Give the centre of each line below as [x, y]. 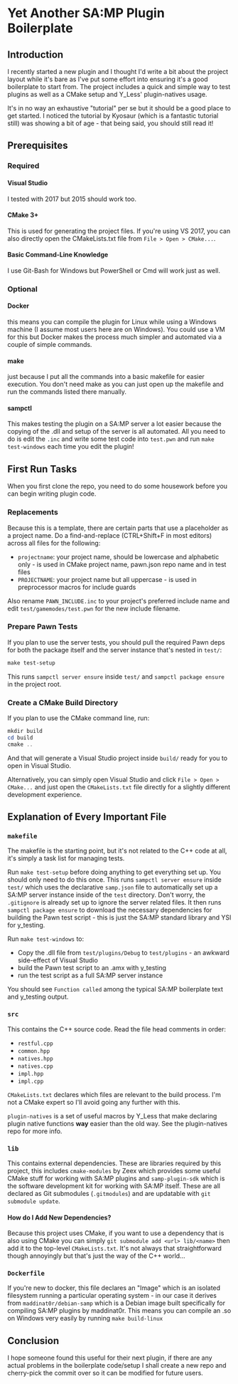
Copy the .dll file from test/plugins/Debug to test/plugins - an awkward [123, 953]
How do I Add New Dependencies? [59, 1217]
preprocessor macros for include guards [77, 587]
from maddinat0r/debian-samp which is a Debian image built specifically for [117, 1303]
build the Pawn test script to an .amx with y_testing [92, 968]
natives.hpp [35, 1058]
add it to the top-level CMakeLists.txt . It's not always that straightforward [115, 1249]
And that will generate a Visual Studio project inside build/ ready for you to [118, 758]
